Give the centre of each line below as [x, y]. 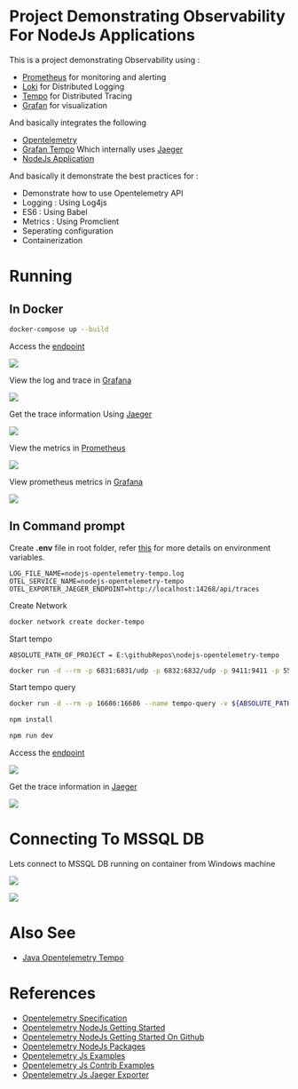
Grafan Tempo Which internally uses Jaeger [102, 149]
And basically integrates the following [78, 123]
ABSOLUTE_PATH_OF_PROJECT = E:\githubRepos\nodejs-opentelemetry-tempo [144, 655]
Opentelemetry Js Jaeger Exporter [85, 1074]
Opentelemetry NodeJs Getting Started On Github [113, 1037]
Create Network [39, 605]
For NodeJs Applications [102, 35]
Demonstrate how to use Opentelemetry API [102, 193]
